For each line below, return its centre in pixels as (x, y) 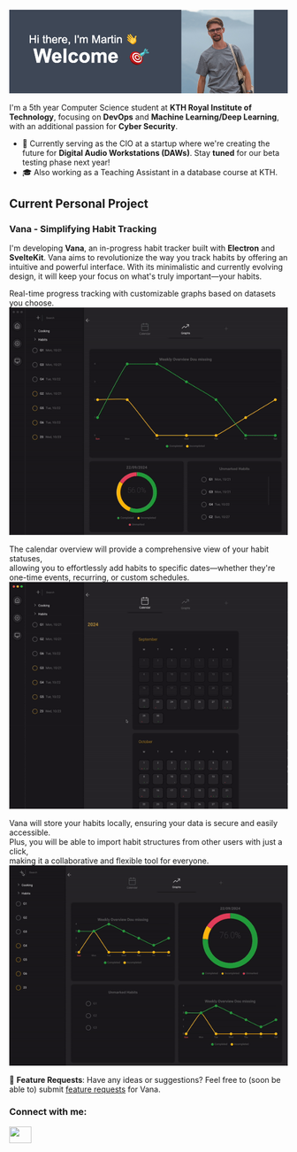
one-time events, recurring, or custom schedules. (99, 577)
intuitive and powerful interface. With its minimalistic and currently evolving (146, 267)
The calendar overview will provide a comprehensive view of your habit (139, 549)
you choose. (32, 303)
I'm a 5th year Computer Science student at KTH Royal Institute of (130, 108)
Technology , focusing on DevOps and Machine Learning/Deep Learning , (145, 117)
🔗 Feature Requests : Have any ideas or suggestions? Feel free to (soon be (145, 1079)
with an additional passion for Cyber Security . (94, 127)
